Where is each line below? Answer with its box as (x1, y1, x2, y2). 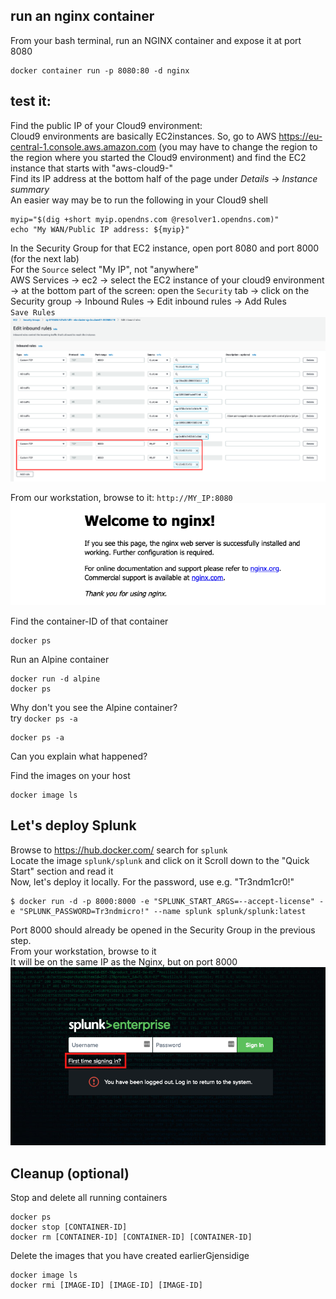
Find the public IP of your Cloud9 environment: (10, 119, 203, 131)
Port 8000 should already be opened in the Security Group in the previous (10, 924, 316, 936)
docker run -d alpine (10, 674, 101, 684)
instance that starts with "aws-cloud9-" (10, 162, 173, 174)
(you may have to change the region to (158, 140, 318, 153)
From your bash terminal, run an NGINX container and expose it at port (10, 34, 302, 46)
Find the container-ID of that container (10, 615, 169, 627)
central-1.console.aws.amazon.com (10, 140, 157, 153)
